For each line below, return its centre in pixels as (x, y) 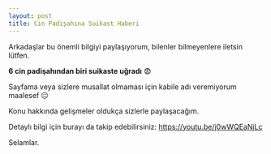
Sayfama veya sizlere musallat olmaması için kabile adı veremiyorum (123, 87)
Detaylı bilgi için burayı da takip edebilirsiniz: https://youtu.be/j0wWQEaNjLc (135, 126)
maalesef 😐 (28, 95)
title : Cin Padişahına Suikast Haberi (74, 24)
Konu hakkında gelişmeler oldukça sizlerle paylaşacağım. (104, 111)
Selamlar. (24, 142)
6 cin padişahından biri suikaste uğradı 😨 (80, 71)
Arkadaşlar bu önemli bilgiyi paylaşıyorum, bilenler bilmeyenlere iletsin (126, 46)
